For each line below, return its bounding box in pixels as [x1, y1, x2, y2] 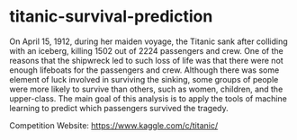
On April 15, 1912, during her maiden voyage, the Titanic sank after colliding [9, 36, 288, 47]
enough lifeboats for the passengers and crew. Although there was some [9, 65, 280, 75]
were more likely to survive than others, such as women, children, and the [9, 83, 283, 94]
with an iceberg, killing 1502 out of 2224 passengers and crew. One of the [9, 45, 283, 56]
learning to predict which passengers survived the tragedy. [9, 102, 229, 113]
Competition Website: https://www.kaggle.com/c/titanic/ [9, 119, 219, 131]
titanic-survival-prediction [9, 6, 213, 27]
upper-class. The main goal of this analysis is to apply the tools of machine [9, 92, 288, 104]
